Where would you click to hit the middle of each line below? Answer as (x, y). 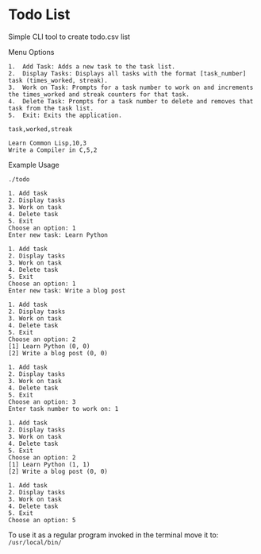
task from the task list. (51, 108)
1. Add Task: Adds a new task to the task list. (92, 66)
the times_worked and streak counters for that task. (99, 94)
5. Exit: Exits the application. (65, 115)
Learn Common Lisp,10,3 (48, 143)
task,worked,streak (40, 129)
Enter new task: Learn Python (58, 235)
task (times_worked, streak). (58, 80)
